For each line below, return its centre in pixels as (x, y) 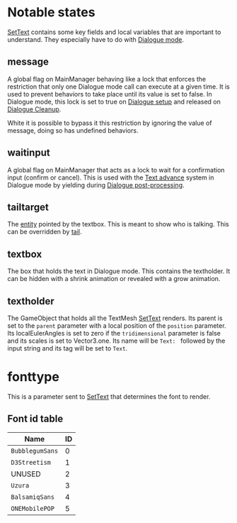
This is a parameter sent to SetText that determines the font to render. (109, 396)
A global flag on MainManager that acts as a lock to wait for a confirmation (116, 170)
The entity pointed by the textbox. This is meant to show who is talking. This (118, 224)
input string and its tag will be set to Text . (68, 348)
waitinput (29, 153)
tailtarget (28, 207)
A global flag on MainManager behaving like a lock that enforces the (107, 79)
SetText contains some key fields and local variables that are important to (114, 32)
